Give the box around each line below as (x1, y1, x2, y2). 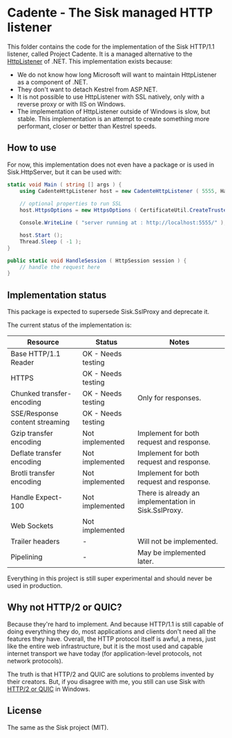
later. (137, 557, 154, 566)
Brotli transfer (10, 468, 55, 478)
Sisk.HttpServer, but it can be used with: (7, 167, 122, 176)
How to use (7, 142, 57, 154)
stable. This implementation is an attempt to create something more (17, 114, 210, 122)
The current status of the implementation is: (7, 321, 133, 329)
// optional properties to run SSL (19, 201, 122, 207)
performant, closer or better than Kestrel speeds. (17, 122, 157, 130)
